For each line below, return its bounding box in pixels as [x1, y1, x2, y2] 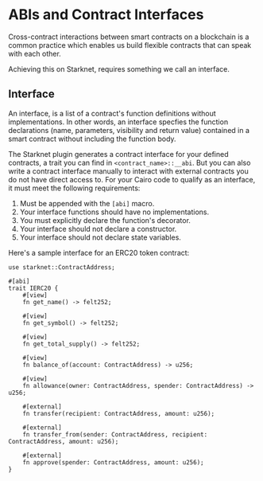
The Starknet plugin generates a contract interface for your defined [8, 149, 229, 158]
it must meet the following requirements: [8, 183, 141, 193]
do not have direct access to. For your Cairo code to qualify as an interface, [8, 174, 256, 184]
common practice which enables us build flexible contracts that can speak [8, 40, 252, 49]
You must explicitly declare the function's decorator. [19, 215, 191, 225]
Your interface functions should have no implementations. [19, 207, 209, 217]
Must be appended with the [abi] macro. [19, 198, 155, 208]
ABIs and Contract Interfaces [8, 6, 204, 24]
